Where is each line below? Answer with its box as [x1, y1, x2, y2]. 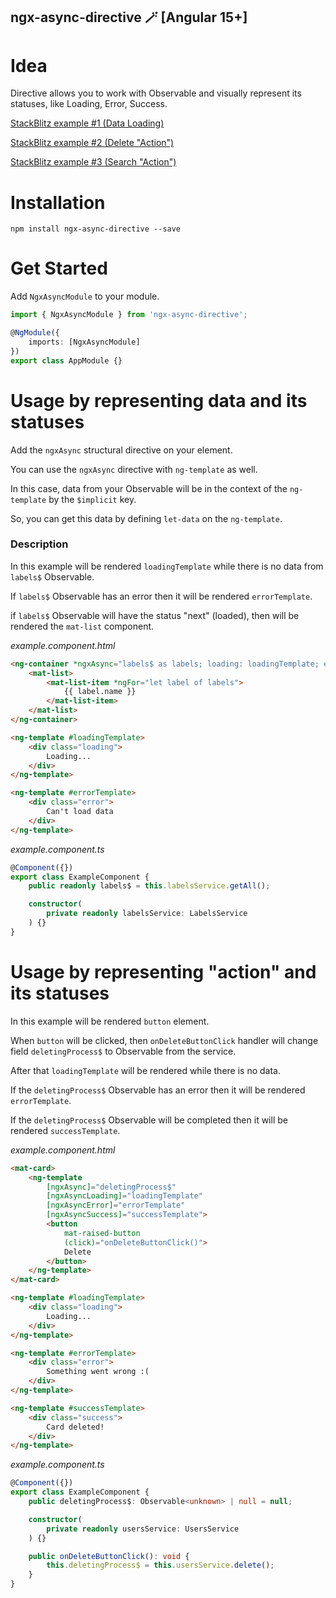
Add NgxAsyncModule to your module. [10, 290, 160, 303]
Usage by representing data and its [10, 389, 308, 412]
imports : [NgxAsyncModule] [28, 337, 141, 347]
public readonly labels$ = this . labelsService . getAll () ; [28, 881, 271, 891]
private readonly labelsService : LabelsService [46, 909, 248, 919]
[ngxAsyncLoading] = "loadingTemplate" [46, 1191, 203, 1201]
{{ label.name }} [63, 687, 137, 697]
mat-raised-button [63, 1228, 141, 1238]
